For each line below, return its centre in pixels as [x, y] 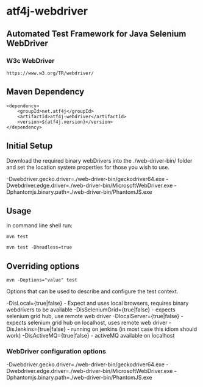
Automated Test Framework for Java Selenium [96, 34]
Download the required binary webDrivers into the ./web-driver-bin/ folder [99, 160]
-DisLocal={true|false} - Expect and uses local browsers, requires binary [98, 304]
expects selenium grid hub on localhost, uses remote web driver [87, 323]
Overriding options [43, 266]
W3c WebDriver [30, 60]
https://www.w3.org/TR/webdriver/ [50, 73]
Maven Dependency [45, 92]
